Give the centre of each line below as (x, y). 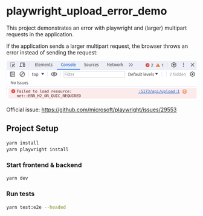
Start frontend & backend (44, 165)
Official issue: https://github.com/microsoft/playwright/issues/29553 (92, 110)
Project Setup (33, 128)
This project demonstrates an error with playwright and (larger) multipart (97, 28)
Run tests (21, 194)
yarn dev (17, 178)
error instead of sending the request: (52, 52)
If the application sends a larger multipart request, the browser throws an (97, 46)
